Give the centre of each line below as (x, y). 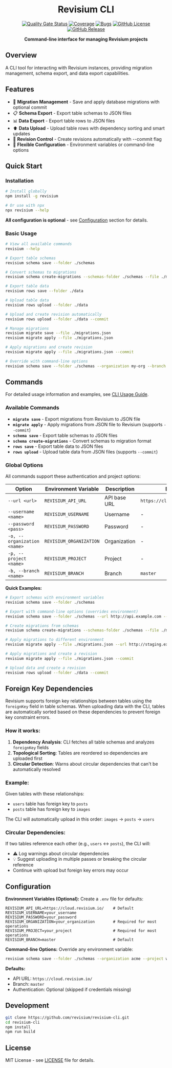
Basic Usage (21, 233)
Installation (20, 180)
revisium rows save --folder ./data (44, 291)
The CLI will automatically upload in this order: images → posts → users (80, 819)
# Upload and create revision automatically (53, 314)
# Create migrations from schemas (42, 626)
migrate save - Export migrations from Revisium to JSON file (77, 419)
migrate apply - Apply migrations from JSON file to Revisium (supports (88, 424)
